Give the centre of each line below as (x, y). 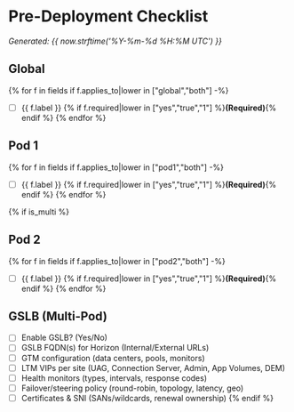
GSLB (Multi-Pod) (58, 316)
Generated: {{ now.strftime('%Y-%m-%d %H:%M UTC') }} (115, 41)
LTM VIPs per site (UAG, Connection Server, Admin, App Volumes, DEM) (153, 368)
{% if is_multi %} (39, 212)
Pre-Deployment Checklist (108, 16)
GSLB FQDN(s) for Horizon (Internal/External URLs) (115, 348)
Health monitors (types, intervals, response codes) (114, 378)
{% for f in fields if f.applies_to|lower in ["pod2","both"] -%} (117, 261)
